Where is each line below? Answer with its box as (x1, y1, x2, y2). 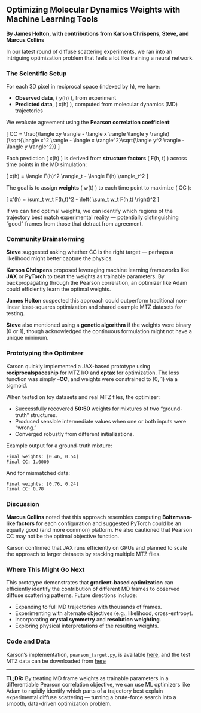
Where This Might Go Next (6, 565, 85, 574)
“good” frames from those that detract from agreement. (6, 220, 144, 227)
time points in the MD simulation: (6, 161, 87, 168)
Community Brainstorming (6, 235, 85, 243)
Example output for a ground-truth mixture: (6, 442, 112, 449)
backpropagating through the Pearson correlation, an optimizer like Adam (6, 279, 187, 287)
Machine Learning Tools (6, 14, 98, 25)
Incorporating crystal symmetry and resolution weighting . (14, 616, 162, 623)
